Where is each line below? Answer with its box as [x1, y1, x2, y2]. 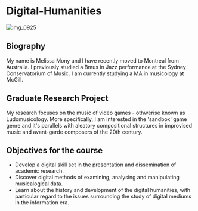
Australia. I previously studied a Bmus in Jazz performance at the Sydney [6, 63, 186, 70]
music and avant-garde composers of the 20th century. [6, 128, 143, 135]
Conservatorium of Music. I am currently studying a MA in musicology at [6, 70, 184, 77]
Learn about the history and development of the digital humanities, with [14, 187, 191, 194]
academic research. [14, 167, 64, 175]
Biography [6, 41, 46, 51]
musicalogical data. [14, 180, 63, 187]
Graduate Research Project [6, 94, 109, 104]
